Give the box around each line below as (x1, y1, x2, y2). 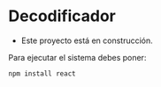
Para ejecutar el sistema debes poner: (8, 52, 147, 62)
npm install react (8, 69, 76, 78)
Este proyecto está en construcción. (20, 35, 154, 46)
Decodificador (8, 6, 116, 26)
